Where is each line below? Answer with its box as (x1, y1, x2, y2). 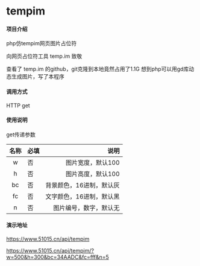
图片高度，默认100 (65, 169, 120, 178)
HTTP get (6, 101, 30, 109)
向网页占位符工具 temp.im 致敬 (6, 52, 83, 60)
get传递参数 (6, 131, 36, 138)
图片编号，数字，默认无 (53, 203, 120, 212)
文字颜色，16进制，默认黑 (45, 192, 120, 200)
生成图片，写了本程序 (11, 73, 64, 80)
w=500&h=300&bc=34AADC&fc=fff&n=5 (6, 253, 110, 261)
